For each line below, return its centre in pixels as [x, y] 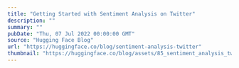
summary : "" [25, 27]
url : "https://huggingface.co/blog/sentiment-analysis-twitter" [105, 47]
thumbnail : [23, 54]
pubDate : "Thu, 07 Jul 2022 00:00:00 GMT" [71, 34]
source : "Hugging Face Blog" [51, 40]
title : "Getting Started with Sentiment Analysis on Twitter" [101, 14]
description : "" [31, 21]
